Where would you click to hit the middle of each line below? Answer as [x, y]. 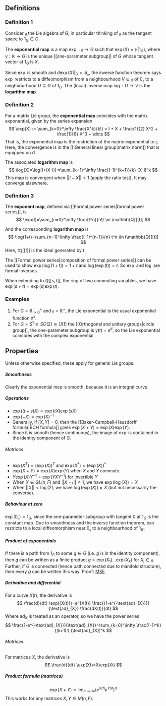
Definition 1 [19, 22]
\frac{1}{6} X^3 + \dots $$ [83, 134]
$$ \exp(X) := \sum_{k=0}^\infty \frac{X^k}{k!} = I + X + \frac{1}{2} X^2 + [83, 128]
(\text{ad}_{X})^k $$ [91, 630]
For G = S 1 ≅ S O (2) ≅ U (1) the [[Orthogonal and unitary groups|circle [83, 323]
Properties [22, 351]
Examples [17, 299]
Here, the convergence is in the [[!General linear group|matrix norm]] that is [82, 147]
